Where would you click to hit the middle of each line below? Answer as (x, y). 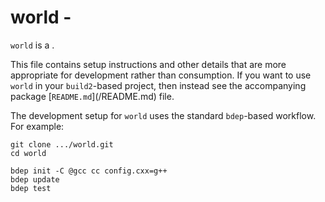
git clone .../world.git (62, 144)
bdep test (31, 188)
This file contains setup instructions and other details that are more (148, 64)
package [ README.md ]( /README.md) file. (92, 96)
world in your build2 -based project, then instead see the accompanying (158, 85)
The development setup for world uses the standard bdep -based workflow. (163, 115)
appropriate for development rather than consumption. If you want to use (161, 75)
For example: (37, 126)
